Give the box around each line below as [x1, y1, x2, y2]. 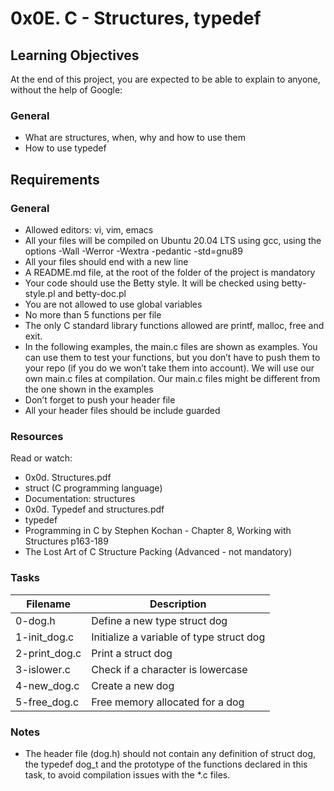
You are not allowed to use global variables [24, 298, 203, 310]
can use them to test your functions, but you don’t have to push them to [24, 351, 321, 363]
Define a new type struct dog [91, 613, 228, 627]
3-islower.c [15, 662, 71, 676]
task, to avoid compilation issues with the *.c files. [24, 768, 231, 781]
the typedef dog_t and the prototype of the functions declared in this [24, 758, 308, 770]
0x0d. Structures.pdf [24, 472, 112, 484]
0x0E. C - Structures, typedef [10, 7, 262, 30]
